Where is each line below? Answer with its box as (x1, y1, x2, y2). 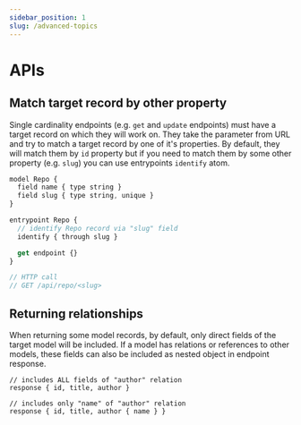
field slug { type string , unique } (17, 191, 154, 200)
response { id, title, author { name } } (9, 406, 167, 416)
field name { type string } (17, 183, 123, 192)
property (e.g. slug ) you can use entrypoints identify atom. (9, 157, 230, 168)
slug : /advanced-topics (9, 21, 99, 30)
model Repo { (9, 174, 58, 183)
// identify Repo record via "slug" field (17, 224, 178, 233)
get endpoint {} (17, 248, 78, 258)
